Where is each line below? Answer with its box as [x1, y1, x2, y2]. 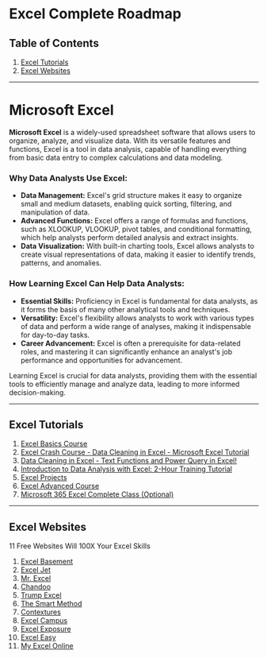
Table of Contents [9, 37, 100, 50]
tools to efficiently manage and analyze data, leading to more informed [9, 379, 240, 389]
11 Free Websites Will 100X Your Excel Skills [9, 541, 151, 551]
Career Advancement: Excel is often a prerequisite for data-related [20, 339, 241, 348]
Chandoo [20, 582, 51, 592]
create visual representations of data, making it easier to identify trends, [20, 250, 256, 259]
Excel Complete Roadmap [9, 5, 181, 23]
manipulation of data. [20, 207, 90, 217]
